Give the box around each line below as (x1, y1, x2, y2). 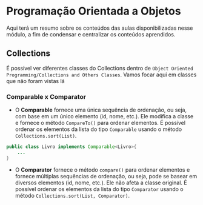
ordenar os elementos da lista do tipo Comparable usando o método (15, 126, 182, 133)
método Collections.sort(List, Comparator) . (15, 192, 130, 199)
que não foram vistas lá (6, 77, 65, 84)
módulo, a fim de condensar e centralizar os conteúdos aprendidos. (6, 30, 176, 38)
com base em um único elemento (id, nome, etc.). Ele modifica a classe (15, 113, 194, 120)
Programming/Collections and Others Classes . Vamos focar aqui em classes (6, 71, 197, 78)
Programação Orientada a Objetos (6, 4, 181, 18)
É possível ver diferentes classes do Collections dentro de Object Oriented (6, 64, 193, 72)
